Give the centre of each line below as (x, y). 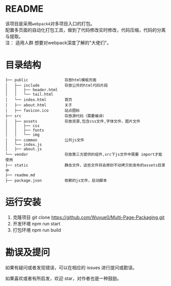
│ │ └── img (22, 135)
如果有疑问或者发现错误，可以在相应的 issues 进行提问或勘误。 (71, 267)
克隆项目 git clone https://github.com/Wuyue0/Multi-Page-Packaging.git (89, 217)
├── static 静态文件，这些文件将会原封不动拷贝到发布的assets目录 (85, 165)
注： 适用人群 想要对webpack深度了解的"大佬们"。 (59, 42)
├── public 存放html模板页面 (51, 80)
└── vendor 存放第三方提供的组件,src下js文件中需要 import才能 (84, 154)
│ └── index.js (24, 145)
